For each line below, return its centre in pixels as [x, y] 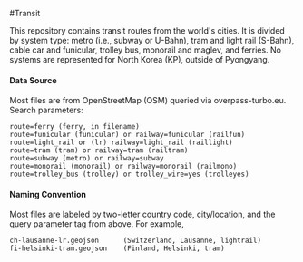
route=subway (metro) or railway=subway [87, 159]
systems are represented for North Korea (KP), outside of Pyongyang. [140, 59]
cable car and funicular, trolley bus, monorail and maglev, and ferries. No [145, 50]
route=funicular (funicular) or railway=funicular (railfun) [127, 135]
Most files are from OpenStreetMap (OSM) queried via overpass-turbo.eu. [148, 101]
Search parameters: [46, 110]
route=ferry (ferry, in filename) [75, 127]
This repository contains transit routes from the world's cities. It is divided [147, 30]
